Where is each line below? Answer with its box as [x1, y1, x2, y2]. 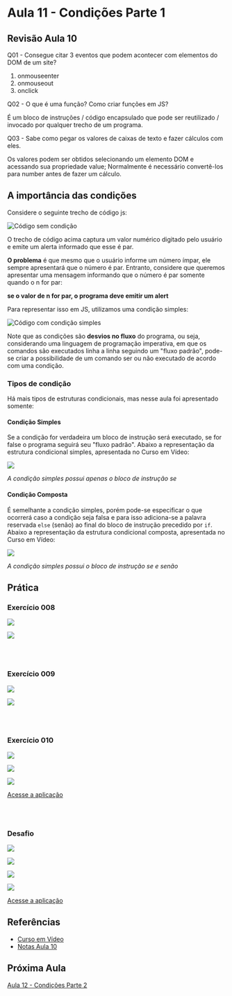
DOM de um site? [7, 58, 57, 67]
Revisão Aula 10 [7, 33, 78, 44]
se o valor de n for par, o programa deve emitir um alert [7, 292, 169, 300]
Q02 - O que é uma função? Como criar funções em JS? [7, 100, 169, 108]
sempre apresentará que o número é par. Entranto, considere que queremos [7, 263, 226, 271]
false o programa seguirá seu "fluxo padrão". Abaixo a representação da [7, 441, 215, 449]
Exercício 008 [7, 602, 56, 612]
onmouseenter [17, 71, 60, 80]
